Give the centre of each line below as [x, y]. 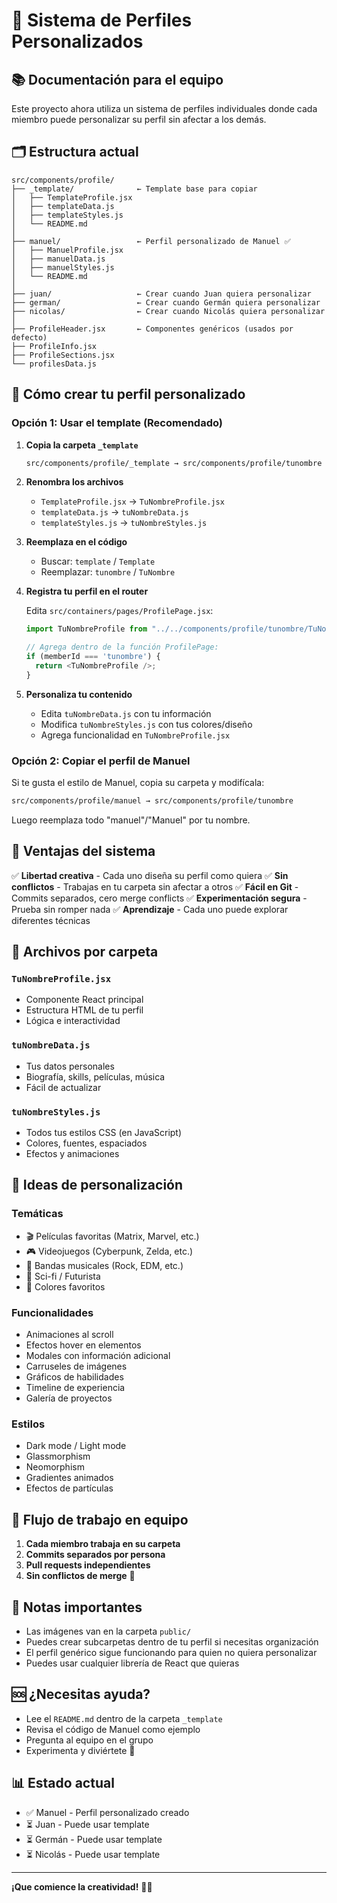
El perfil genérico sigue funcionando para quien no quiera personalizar [171, 1652]
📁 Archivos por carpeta [85, 952]
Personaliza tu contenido [79, 694]
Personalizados [77, 41]
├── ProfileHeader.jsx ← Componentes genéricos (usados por [152, 329]
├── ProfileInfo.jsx [54, 346]
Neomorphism [55, 1467]
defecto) [29, 337]
